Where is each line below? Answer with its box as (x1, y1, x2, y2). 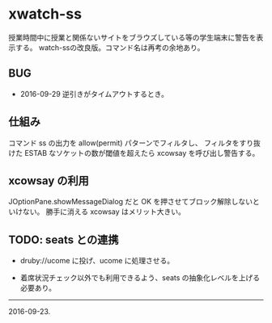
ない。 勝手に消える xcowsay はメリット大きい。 (22, 207, 186, 216)
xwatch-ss (8, 5, 83, 23)
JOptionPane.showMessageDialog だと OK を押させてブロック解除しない (8, 197, 253, 207)
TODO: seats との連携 (8, 233, 119, 246)
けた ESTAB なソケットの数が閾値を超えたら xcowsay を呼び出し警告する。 (8, 148, 260, 157)
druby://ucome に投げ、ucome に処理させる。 (19, 256, 175, 266)
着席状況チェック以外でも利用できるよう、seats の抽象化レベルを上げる (19, 273, 261, 283)
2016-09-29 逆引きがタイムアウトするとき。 (19, 89, 168, 99)
